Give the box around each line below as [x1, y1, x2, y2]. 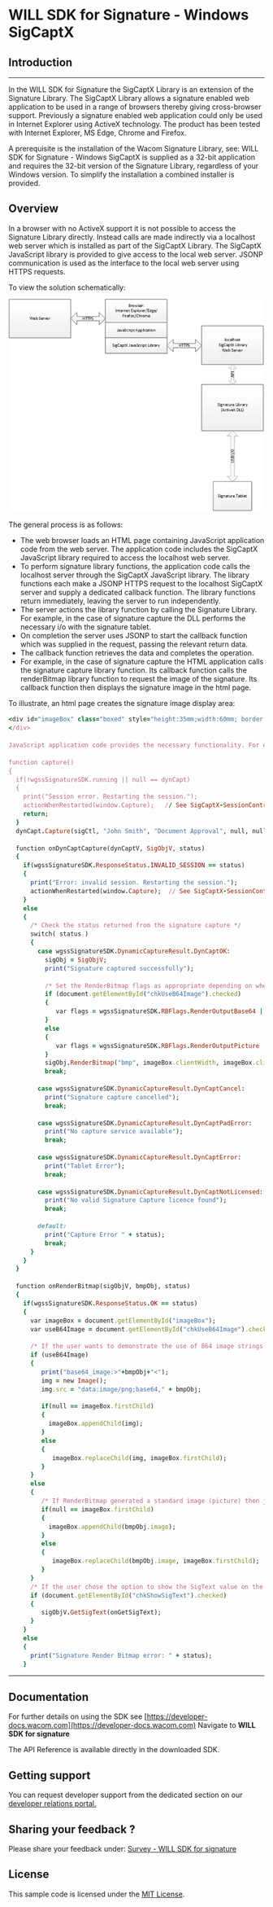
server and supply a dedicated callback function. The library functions [19, 588, 256, 598]
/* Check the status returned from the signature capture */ [29, 922, 242, 930]
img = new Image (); [41, 1376, 107, 1385]
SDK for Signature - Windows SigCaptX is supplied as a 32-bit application [8, 152, 256, 162]
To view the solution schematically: [8, 283, 126, 292]
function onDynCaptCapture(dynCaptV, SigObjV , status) [15, 844, 206, 853]
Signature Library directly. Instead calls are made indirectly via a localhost [8, 232, 256, 242]
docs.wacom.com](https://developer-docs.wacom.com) [8, 1721, 197, 1730]
